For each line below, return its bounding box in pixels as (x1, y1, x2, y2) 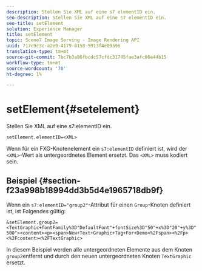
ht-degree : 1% (6, 71, 42, 77)
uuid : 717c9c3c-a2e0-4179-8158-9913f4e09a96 (6, 43, 121, 49)
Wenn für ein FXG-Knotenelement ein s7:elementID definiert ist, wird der (6, 145, 187, 153)
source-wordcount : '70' (6, 65, 67, 72)
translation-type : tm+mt (6, 49, 69, 55)
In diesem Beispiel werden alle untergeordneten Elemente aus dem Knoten (6, 246, 193, 253)
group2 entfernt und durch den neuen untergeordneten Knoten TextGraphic (6, 253, 192, 259)
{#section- (38, 176, 81, 186)
